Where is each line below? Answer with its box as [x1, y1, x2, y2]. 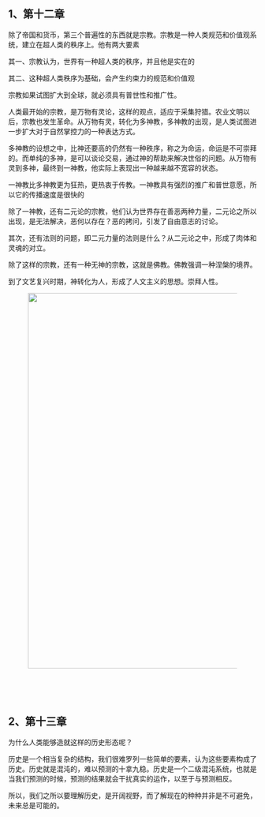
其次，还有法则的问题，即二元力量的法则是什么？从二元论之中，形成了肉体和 [8, 233, 257, 242]
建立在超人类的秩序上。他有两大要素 [21, 39, 140, 49]
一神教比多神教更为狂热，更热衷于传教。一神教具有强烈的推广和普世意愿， [8, 180, 250, 189]
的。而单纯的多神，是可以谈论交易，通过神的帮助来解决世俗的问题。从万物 [8, 153, 250, 163]
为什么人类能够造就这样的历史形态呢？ [8, 737, 132, 747]
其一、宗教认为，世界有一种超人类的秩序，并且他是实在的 [8, 56, 195, 66]
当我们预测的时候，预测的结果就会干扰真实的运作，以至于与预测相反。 [8, 774, 237, 783]
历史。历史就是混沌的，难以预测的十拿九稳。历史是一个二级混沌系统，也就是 [8, 764, 257, 774]
